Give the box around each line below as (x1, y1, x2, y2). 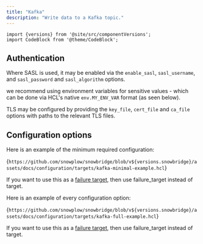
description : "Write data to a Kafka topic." (6, 15, 124, 21)
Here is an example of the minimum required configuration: (6, 146, 154, 153)
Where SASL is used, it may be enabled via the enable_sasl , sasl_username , (6, 69, 196, 77)
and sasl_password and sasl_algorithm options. (6, 75, 126, 83)
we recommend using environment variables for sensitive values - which (6, 88, 189, 95)
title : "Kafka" (6, 9, 45, 15)
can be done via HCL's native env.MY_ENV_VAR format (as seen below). (6, 94, 181, 101)
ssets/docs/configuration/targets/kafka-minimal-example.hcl (6, 166, 165, 172)
